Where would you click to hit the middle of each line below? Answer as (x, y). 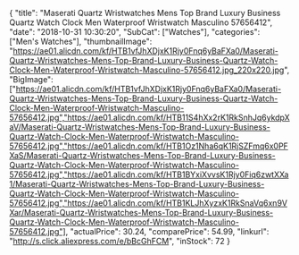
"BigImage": (31, 79)
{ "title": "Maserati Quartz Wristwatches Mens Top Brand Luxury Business (145, 13)
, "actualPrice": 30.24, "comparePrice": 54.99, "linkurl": (167, 231)
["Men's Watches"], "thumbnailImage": (81, 41)
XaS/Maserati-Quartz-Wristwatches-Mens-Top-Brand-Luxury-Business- (142, 155)
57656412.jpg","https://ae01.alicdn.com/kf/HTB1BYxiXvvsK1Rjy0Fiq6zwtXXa (149, 174)
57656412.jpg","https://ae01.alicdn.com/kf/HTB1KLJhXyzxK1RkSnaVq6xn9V (149, 203)
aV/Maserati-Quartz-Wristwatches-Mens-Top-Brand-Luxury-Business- (140, 127)
